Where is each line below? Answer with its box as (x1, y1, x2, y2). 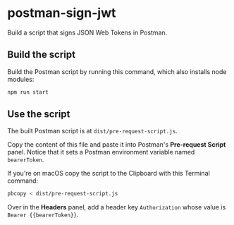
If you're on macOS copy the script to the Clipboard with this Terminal (7, 169, 210, 178)
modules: (7, 75, 35, 83)
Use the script (7, 108, 70, 121)
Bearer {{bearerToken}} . (7, 210, 79, 219)
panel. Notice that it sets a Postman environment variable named (7, 148, 195, 157)
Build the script (7, 49, 76, 61)
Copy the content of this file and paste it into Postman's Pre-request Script (7, 140, 226, 149)
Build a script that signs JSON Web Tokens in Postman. (7, 28, 168, 37)
